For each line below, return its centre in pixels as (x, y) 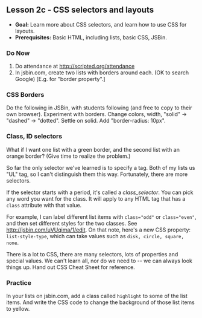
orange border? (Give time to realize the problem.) (68, 156)
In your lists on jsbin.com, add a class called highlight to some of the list (97, 296)
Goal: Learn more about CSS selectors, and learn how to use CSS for (101, 24)
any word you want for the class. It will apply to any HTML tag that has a (96, 198)
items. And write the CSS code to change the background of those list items (100, 302)
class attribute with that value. (44, 205)
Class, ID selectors (34, 137)
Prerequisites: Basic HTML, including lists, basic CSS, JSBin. (91, 37)
